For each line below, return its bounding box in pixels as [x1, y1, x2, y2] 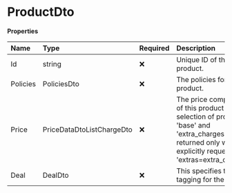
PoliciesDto [42, 79, 79, 88]
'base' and [175, 120, 211, 130]
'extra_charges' [175, 129, 226, 139]
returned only [175, 137, 220, 147]
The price [175, 94, 208, 104]
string [42, 59, 62, 69]
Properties [7, 27, 39, 35]
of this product [175, 103, 224, 112]
